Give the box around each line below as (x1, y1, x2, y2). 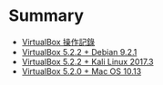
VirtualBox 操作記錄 (21, 36, 96, 47)
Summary (8, 5, 84, 26)
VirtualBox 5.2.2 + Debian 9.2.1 (21, 46, 138, 57)
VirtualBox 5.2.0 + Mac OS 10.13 (21, 65, 142, 77)
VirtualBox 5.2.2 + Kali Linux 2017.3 (21, 56, 154, 67)
